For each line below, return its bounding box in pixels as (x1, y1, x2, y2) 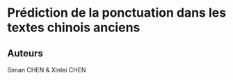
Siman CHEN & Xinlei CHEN (7, 66, 86, 74)
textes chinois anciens (7, 19, 140, 35)
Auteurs (7, 47, 44, 59)
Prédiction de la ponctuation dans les (7, 5, 227, 21)
